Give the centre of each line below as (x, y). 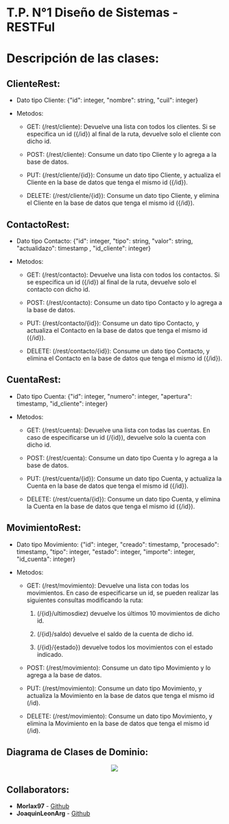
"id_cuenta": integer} (46, 559)
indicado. (50, 654)
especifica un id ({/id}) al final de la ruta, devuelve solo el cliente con (123, 134)
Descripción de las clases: (83, 59)
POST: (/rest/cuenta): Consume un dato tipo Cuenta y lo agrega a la (122, 458)
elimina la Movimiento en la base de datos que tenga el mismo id (118, 723)
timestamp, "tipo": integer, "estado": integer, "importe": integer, (106, 551)
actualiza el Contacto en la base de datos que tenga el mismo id (117, 330)
